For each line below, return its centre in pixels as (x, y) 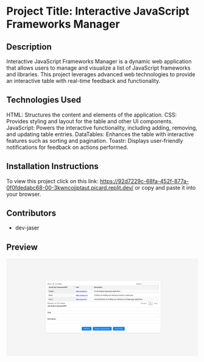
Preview (22, 247)
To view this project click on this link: (52, 181)
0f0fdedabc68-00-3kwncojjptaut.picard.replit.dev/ (70, 187)
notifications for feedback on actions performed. (67, 147)
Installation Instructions (53, 166)
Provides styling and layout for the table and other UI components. (90, 121)
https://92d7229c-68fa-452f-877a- (144, 181)
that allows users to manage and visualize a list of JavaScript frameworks (98, 68)
